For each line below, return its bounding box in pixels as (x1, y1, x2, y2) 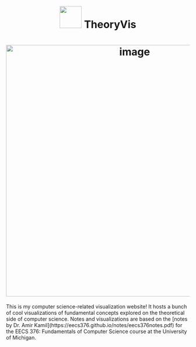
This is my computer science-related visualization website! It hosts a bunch (6, 303, 187, 310)
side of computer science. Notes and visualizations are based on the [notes (6, 315, 188, 322)
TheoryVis (83, 18, 136, 32)
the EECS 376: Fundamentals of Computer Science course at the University (6, 328, 187, 335)
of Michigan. (6, 334, 36, 341)
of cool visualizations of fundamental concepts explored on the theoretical (6, 310, 185, 317)
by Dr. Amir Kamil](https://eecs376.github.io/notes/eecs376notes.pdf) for (6, 322, 183, 329)
